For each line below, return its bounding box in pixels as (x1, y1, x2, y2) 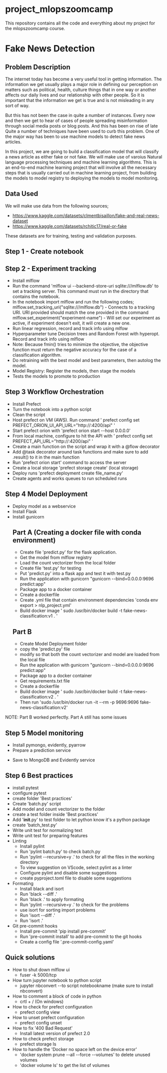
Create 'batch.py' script (12, 800, 61, 806)
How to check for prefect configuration (12, 1003, 93, 1009)
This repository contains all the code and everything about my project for (5, 20, 156, 26)
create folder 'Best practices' (12, 795, 72, 801)
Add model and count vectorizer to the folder (12, 806, 105, 812)
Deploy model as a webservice (12, 503, 76, 509)
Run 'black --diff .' (19, 891, 57, 897)
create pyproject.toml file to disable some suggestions (19, 875, 132, 881)
